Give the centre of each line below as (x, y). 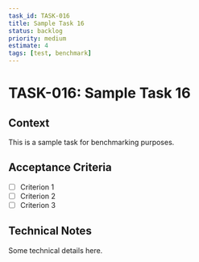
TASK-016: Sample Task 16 (99, 93)
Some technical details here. (56, 250)
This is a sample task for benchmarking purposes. (91, 142)
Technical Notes (50, 231)
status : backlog (35, 31)
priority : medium (37, 38)
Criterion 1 (37, 187)
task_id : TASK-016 (39, 16)
